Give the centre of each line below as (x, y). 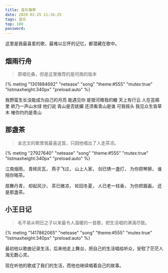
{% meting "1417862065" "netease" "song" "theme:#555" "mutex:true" (79, 233)
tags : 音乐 (16, 19)
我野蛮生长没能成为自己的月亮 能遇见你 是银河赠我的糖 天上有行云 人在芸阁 (82, 100)
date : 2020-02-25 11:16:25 (33, 15)
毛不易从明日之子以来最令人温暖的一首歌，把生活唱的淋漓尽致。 (83, 223)
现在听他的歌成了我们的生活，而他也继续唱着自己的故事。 (64, 265)
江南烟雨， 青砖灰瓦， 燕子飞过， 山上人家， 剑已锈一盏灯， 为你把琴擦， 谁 (83, 169)
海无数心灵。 (18, 254)
